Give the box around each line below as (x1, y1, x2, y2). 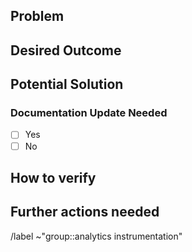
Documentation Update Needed (10, 106, 168, 120)
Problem (10, 8, 65, 25)
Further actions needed (10, 204, 160, 221)
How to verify (10, 169, 97, 186)
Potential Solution (10, 76, 124, 93)
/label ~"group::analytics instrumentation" (10, 230, 183, 242)
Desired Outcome (10, 42, 122, 59)
